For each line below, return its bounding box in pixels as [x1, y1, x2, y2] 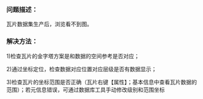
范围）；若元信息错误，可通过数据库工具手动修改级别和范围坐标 [6, 86, 165, 93]
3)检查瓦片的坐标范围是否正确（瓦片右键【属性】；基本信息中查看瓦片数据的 [6, 78, 197, 86]
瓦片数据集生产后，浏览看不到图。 [6, 20, 93, 28]
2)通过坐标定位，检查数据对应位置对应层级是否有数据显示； [6, 65, 157, 73]
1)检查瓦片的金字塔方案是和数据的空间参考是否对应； [6, 52, 140, 59]
